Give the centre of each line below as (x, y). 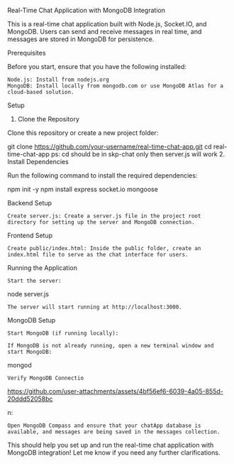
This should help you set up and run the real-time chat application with (111, 445)
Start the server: (34, 281)
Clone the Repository (49, 119)
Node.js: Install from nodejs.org (58, 80)
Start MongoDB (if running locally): (63, 333)
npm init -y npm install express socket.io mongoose (83, 189)
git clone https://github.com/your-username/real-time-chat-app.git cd (110, 146)
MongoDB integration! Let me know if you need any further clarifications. (114, 453)
